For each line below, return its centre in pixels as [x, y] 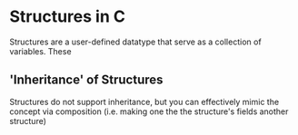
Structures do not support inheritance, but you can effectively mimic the [144, 101]
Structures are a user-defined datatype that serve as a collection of [135, 42]
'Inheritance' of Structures [86, 80]
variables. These [40, 51]
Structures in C [67, 17]
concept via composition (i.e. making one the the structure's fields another [149, 111]
